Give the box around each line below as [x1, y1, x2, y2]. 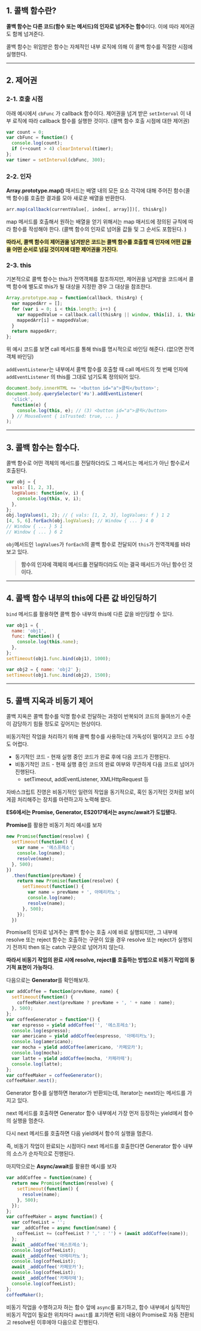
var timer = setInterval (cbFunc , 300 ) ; [6, 156, 106, 163]
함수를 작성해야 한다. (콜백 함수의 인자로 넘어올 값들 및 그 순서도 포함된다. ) [12, 225, 187, 233]
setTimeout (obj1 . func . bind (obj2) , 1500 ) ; [6, 672, 111, 678]
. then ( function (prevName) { [11, 872, 82, 878]
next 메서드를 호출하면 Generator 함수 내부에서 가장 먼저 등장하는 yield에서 [6, 1110, 182, 1117]
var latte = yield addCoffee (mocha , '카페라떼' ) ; [11, 1055, 133, 1061]
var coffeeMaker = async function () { [6, 1213, 103, 1220]
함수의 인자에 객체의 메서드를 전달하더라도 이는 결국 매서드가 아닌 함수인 [20, 561, 187, 568]
